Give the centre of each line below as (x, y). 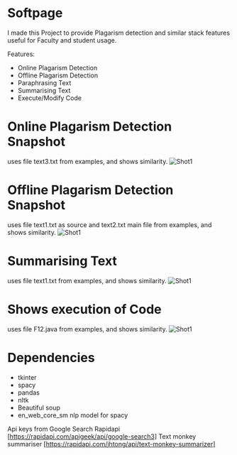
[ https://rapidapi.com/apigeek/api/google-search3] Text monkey (102, 436)
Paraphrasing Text (44, 82)
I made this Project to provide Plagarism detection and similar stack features (119, 33)
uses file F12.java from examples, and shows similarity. (88, 329)
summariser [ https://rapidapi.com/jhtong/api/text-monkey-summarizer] (111, 444)
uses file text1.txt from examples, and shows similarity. (87, 280)
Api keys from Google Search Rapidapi (64, 429)
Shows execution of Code (84, 309)
